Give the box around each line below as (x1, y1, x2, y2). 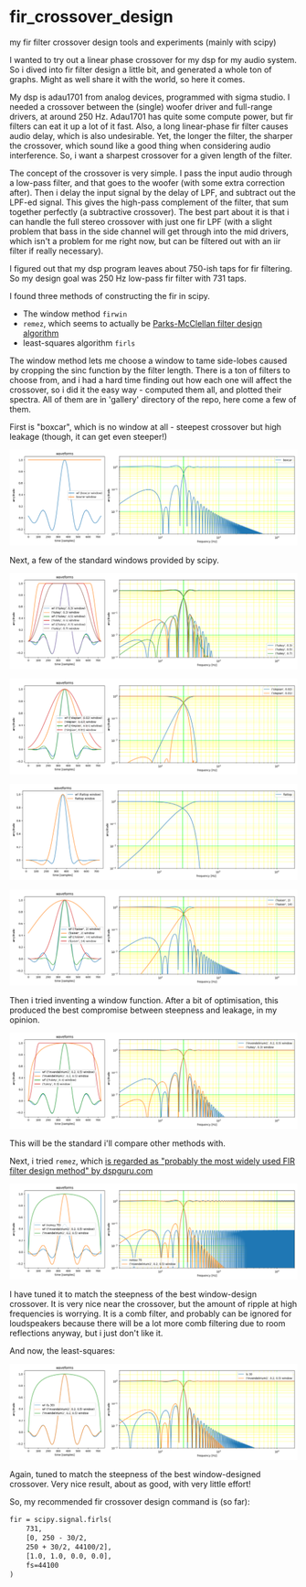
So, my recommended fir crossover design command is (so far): (9, 1496, 250, 1507)
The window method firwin (22, 308, 128, 319)
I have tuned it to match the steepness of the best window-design (9, 1288, 258, 1300)
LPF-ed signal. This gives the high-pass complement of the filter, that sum (9, 197, 290, 208)
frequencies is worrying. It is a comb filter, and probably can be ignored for (9, 1308, 292, 1319)
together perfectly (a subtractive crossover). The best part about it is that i (9, 206, 290, 217)
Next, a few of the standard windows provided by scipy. (9, 554, 219, 565)
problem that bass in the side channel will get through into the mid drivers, (9, 226, 290, 237)
